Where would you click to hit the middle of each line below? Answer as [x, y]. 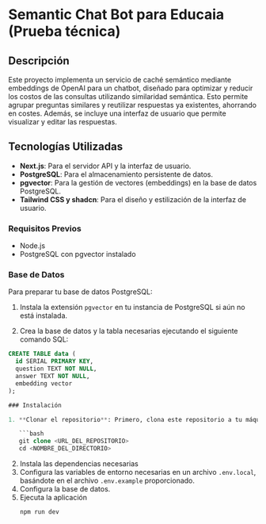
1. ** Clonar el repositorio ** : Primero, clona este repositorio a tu [125, 419]
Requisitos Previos [45, 228]
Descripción [39, 61]
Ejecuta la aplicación [53, 498]
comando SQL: [44, 339]
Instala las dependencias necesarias [79, 464]
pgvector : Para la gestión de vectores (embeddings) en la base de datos [138, 182]
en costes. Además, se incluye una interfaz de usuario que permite [118, 113]
